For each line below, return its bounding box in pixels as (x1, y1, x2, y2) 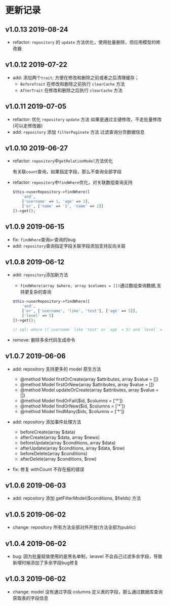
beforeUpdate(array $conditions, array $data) (20, 439, 116, 446)
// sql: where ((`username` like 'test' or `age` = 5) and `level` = (12, 327, 163, 332)
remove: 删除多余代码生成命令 (12, 337, 76, 343)
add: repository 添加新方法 (12, 272, 68, 278)
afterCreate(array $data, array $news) (20, 434, 100, 440)
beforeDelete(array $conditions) (20, 450, 88, 456)
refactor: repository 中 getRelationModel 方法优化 (12, 158, 113, 164)
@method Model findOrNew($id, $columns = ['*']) (20, 403, 125, 409)
